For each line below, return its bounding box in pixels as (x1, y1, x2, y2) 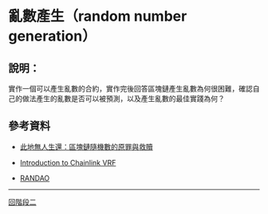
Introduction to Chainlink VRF (19, 158, 116, 167)
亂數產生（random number (8, 7, 187, 25)
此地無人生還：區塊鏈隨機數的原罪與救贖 (19, 142, 153, 151)
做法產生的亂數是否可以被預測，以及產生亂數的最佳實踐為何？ (22, 94, 225, 103)
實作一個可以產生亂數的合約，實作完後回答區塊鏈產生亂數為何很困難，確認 (8, 84, 253, 93)
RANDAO (19, 173, 50, 183)
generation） (8, 27, 97, 45)
